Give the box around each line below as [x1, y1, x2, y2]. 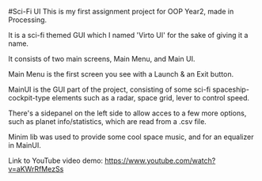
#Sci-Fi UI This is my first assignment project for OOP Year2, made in [8, 7, 234, 16]
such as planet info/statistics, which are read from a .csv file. [8, 117, 207, 126]
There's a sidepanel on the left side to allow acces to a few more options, [8, 108, 247, 118]
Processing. [8, 15, 47, 25]
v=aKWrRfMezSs [8, 164, 64, 173]
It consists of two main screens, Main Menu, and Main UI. [8, 55, 196, 63]
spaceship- [212, 85, 249, 94]
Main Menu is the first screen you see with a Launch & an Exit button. [8, 70, 234, 78]
